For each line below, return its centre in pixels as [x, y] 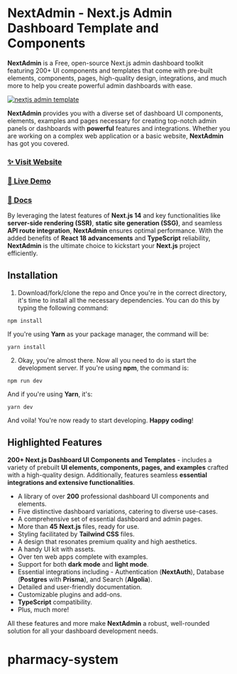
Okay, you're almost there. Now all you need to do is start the [107, 360]
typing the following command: [63, 308]
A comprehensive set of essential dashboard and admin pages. [110, 519]
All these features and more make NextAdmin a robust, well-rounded [109, 623]
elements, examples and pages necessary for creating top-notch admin [112, 121]
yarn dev [20, 407]
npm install [25, 321]
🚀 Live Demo [29, 181]
